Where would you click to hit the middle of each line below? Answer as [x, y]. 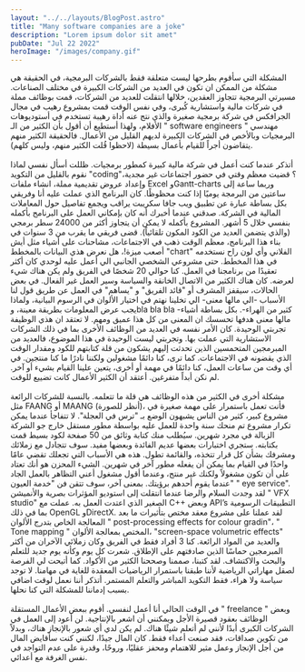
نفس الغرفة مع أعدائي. [49, 657]
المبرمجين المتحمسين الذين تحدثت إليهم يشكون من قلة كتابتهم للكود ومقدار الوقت [148, 348]
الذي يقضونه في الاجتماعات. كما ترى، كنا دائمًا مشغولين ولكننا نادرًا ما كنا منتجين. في [151, 358]
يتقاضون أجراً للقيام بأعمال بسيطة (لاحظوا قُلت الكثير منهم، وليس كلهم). [132, 145]
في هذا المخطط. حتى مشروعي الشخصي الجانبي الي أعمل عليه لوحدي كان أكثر [144, 261]
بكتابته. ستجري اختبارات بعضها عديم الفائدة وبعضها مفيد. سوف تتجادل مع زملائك [144, 445]
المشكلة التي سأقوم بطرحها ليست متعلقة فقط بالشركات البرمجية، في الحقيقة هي [148, 77]
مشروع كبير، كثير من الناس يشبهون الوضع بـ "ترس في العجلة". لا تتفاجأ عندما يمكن [149, 416]
